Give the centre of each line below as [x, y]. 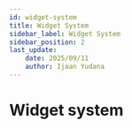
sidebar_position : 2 [47, 42]
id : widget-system [43, 17]
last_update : [33, 50]
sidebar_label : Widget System [65, 34]
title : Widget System [49, 26]
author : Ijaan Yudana [65, 67]
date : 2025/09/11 [57, 58]
